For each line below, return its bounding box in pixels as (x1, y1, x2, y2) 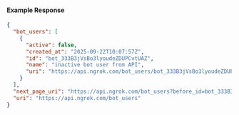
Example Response (6, 6, 65, 14)
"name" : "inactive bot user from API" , (25, 61, 144, 69)
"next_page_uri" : (13, 88, 65, 95)
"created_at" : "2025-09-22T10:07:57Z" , (25, 48, 144, 55)
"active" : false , (25, 41, 78, 49)
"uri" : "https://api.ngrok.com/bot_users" (13, 94, 141, 101)
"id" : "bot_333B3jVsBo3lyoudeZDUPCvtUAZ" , (25, 54, 154, 62)
